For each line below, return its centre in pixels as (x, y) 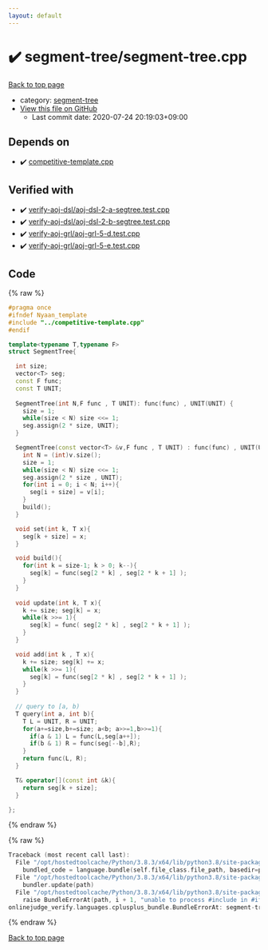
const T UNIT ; (39, 389)
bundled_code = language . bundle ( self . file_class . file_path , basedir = (141, 870)
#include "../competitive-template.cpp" (77, 322)
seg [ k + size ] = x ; (55, 537)
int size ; (32, 366)
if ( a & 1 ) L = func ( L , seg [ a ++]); (85, 736)
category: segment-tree (59, 100)
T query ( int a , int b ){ (55, 714)
